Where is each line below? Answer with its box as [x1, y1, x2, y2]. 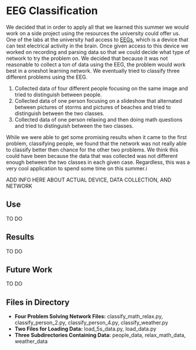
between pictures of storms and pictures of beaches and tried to [14, 103, 171, 110]
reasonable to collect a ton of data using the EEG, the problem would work [6, 60, 186, 68]
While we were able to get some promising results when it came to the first [6, 133, 187, 140]
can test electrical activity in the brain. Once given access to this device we [6, 42, 189, 49]
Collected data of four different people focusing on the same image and [14, 85, 188, 92]
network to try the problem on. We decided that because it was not [6, 55, 168, 62]
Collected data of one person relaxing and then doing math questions [14, 116, 183, 123]
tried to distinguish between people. [14, 91, 102, 98]
